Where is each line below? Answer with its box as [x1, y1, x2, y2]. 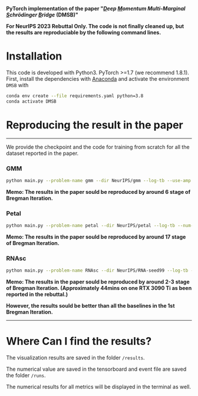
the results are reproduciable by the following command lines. [6, 29, 161, 36]
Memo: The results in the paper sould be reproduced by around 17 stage [6, 233, 186, 240]
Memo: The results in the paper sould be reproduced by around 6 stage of [6, 188, 190, 195]
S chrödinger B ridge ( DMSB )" [6, 11, 78, 18]
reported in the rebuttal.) [6, 291, 68, 298]
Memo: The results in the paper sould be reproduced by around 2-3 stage [6, 278, 190, 285]
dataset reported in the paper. [6, 150, 79, 157]
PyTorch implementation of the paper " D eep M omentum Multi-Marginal [6, 5, 186, 12]
